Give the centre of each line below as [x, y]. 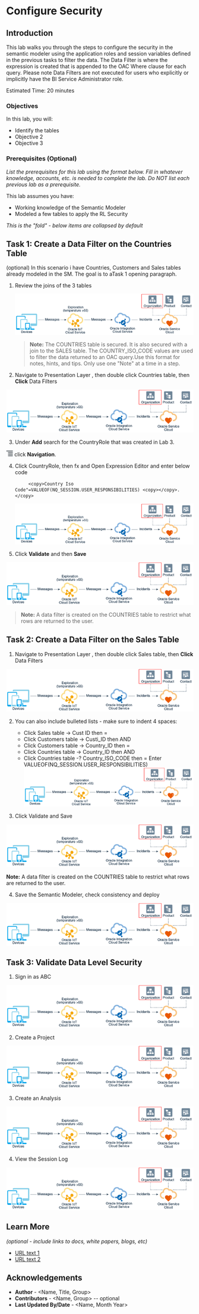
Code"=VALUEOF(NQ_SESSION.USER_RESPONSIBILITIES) [78, 490]
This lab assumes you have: [40, 196]
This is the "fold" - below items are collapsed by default [75, 225]
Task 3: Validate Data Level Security [74, 962]
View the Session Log [41, 1159]
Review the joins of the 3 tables [53, 286]
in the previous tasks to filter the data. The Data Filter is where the [87, 60]
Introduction [30, 33]
